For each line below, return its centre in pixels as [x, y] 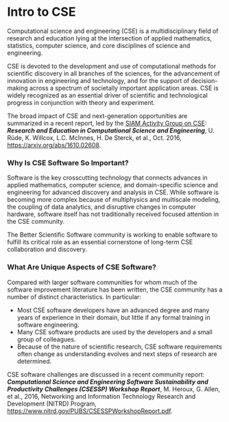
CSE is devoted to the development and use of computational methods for [112, 66]
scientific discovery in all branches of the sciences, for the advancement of [114, 73]
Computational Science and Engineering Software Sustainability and [108, 382]
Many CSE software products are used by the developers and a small [114, 332]
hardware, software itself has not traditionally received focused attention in [113, 214]
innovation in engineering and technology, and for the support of [98, 80]
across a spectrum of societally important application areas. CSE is [124, 88]
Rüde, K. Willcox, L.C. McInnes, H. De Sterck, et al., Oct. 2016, [94, 137]
